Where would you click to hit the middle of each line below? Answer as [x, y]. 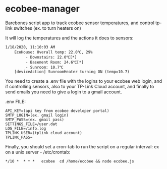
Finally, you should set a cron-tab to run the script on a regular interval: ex [82, 146]
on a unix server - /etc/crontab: [38, 152]
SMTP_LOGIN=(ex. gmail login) [37, 115]
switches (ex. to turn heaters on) [47, 28]
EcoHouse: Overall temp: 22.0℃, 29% [53, 52]
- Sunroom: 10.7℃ [44, 67]
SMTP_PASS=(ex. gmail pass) [35, 120]
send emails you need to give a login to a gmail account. [64, 92]
